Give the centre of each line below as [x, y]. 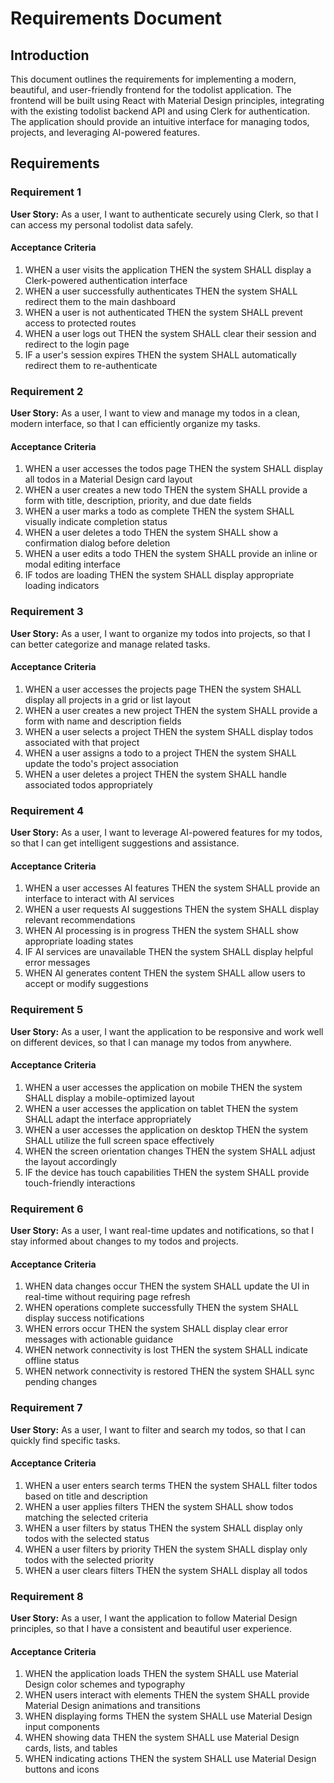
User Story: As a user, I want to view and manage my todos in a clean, [155, 413]
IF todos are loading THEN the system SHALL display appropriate [159, 575]
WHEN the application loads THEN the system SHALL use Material [161, 1674]
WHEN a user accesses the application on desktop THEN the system [166, 1129]
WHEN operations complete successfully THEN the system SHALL [161, 1308]
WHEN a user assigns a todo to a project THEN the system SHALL [160, 753]
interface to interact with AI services [99, 899]
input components [62, 1727]
